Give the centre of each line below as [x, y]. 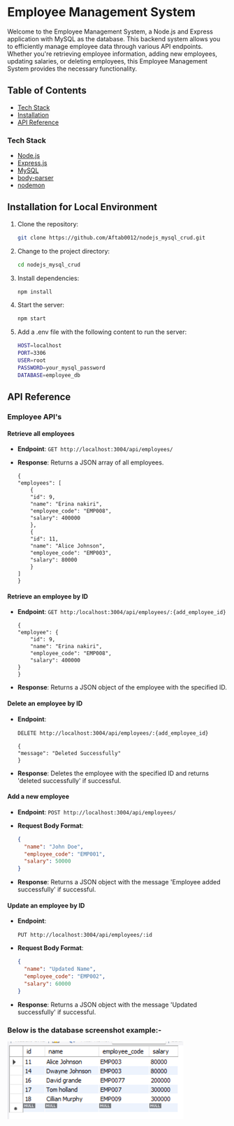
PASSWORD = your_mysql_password [61, 367]
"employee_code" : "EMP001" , [65, 854]
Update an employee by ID [46, 905]
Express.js [32, 163]
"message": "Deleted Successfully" [69, 753]
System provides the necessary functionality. [72, 68]
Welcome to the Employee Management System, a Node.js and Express [110, 31]
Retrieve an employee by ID [48, 596]
